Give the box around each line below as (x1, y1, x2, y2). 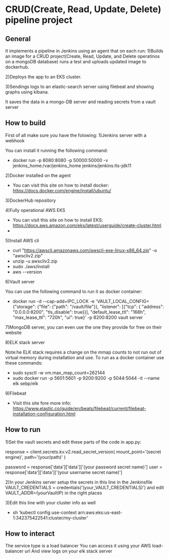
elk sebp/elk (12, 380, 38, 386)
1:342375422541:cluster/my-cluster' (12, 514, 89, 521)
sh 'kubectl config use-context (12, 509, 77, 515)
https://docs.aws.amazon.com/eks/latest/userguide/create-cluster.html (12, 222, 162, 228)
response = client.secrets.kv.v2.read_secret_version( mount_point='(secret (5, 449, 161, 455)
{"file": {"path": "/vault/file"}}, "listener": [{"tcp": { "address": (37, 304, 164, 310)
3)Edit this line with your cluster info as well (5, 499, 96, 505)
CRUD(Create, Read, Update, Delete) (5, 4, 161, 15)
